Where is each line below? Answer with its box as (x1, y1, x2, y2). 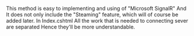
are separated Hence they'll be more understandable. (6, 23, 135, 30)
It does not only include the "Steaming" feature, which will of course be (6, 11, 179, 18)
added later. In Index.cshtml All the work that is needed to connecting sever (6, 17, 189, 24)
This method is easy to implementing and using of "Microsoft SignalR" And (6, 5, 186, 12)
